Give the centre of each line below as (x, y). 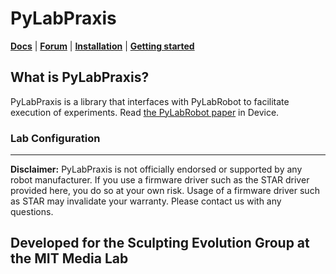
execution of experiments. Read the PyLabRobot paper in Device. (145, 112)
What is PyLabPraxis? (80, 77)
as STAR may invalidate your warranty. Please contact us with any (146, 201)
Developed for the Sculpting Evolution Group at (160, 243)
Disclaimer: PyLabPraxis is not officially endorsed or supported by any (156, 169)
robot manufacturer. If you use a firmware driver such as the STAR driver (160, 180)
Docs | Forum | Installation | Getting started (102, 46)
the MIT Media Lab (69, 258)
